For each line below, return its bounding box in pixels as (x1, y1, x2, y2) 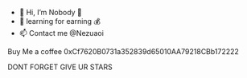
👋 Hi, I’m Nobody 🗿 (19, 8, 82, 17)
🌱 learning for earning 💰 (19, 17, 101, 25)
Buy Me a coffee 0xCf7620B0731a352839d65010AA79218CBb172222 (7, 47, 239, 56)
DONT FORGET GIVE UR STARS (7, 62, 113, 72)
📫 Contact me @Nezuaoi (19, 29, 104, 37)
